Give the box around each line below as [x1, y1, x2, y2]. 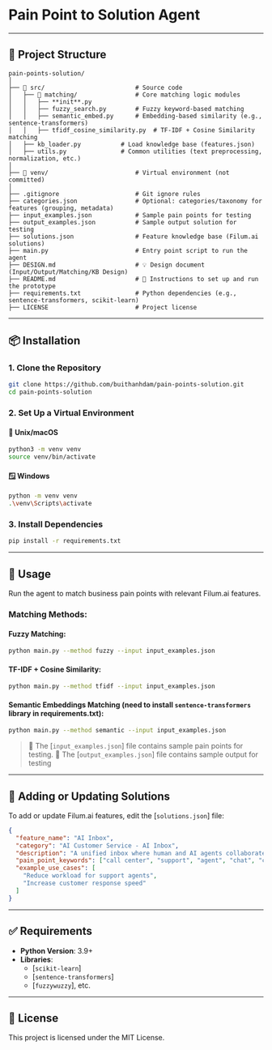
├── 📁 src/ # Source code [8, 83, 183, 92]
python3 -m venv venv [8, 446, 82, 454]
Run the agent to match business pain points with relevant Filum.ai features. [8, 589, 261, 598]
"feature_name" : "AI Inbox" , [15, 834, 114, 842]
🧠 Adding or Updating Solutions [8, 789, 171, 803]
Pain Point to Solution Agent [8, 6, 201, 24]
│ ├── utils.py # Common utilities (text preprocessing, [8, 147, 263, 156]
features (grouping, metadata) [8, 204, 114, 212]
